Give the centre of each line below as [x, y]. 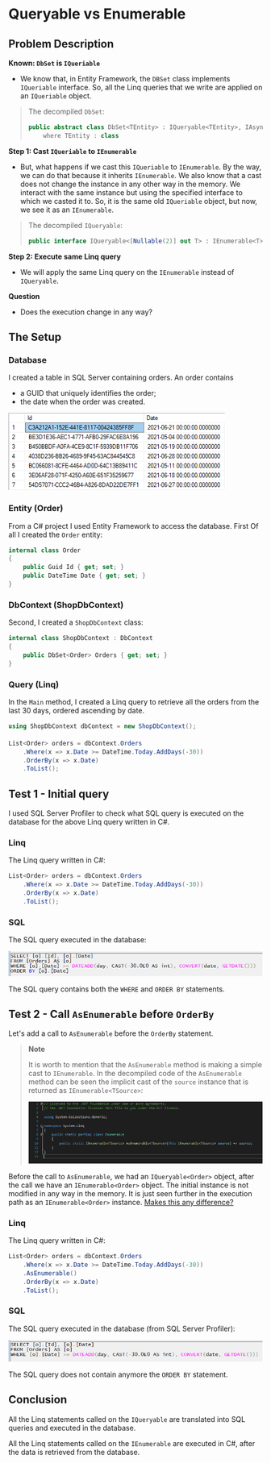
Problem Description [61, 44]
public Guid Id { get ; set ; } [74, 567]
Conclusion [38, 1400]
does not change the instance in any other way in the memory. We [130, 184]
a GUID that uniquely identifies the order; [88, 393]
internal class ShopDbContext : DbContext [81, 638]
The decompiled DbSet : [66, 111]
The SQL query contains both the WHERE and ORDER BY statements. [117, 989]
